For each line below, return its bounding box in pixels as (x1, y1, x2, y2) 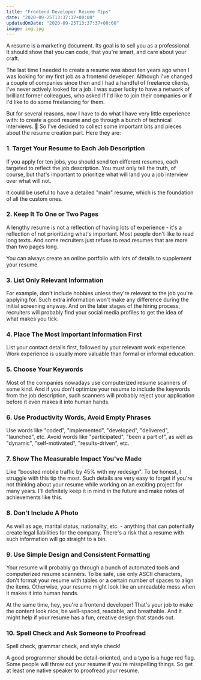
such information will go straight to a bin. (6, 535, 107, 542)
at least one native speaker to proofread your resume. (6, 667, 140, 674)
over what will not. (6, 177, 52, 184)
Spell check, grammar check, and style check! (6, 643, 121, 650)
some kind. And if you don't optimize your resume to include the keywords (6, 385, 190, 393)
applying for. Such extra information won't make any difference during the (6, 296, 189, 304)
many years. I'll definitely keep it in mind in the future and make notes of (6, 488, 185, 495)
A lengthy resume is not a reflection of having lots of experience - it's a (6, 224, 182, 231)
